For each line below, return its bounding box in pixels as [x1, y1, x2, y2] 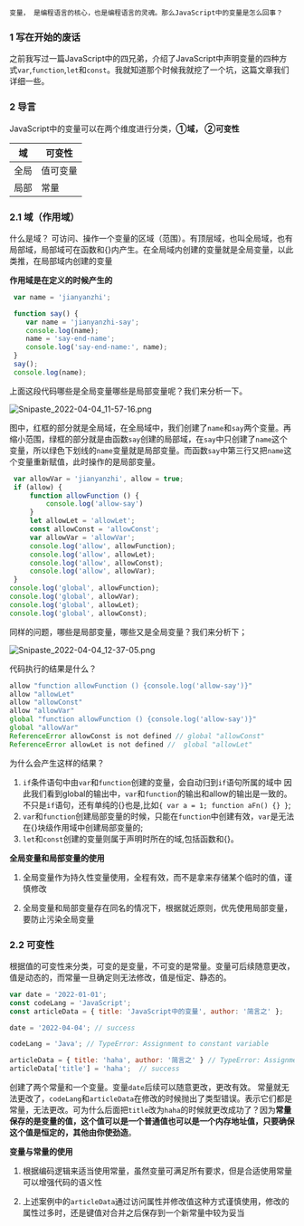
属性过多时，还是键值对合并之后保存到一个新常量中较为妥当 [22, 1207, 245, 1219]
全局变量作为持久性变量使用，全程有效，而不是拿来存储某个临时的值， [22, 871, 285, 882]
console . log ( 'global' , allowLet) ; [9, 600, 140, 609]
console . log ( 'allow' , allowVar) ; [29, 566, 156, 576]
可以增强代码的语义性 [22, 1177, 102, 1188]
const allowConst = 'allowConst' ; [29, 525, 160, 534]
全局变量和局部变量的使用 [9, 852, 105, 863]
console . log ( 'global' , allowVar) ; [9, 592, 140, 602]
